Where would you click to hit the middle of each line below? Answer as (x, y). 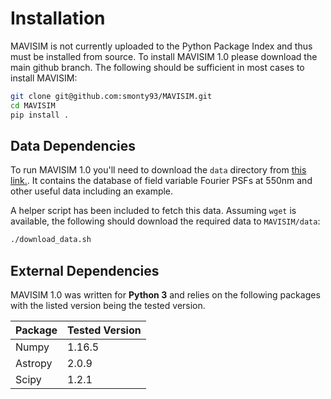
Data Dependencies (73, 145)
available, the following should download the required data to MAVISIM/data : (165, 221)
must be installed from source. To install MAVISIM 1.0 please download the (164, 56)
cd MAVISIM (33, 105)
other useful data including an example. (92, 191)
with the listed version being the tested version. (108, 306)
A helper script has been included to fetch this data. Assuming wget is (153, 211)
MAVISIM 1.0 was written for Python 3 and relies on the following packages (165, 295)
